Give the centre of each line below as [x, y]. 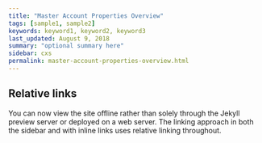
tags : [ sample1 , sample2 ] [52, 23]
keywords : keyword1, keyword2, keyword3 [77, 31]
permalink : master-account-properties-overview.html [99, 61]
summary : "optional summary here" [67, 46]
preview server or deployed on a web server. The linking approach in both [131, 121]
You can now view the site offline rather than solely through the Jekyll [124, 113]
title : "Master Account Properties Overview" [86, 16]
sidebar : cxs [30, 53]
